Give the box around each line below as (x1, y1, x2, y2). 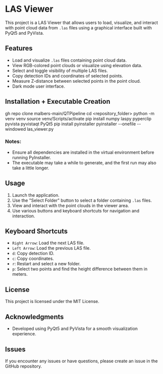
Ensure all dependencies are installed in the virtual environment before (12, 149, 155, 155)
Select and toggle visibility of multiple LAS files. (12, 68, 108, 73)
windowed (5, 126, 26, 132)
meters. (12, 271, 28, 277)
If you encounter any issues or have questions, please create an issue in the (5, 358, 158, 364)
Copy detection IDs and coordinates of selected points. (12, 72, 123, 79)
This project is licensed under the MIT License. (5, 299, 100, 304)
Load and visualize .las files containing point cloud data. (12, 57, 127, 63)
